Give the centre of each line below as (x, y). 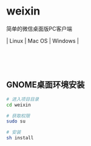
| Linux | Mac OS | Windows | (42, 41)
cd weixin (19, 105)
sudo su (16, 121)
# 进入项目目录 (23, 99)
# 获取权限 (18, 116)
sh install (20, 138)
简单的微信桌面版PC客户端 (39, 28)
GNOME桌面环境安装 (45, 85)
